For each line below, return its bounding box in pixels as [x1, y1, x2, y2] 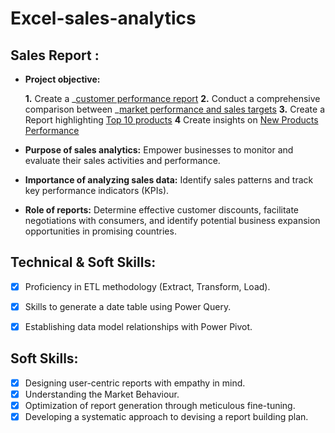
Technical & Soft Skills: [10, 254, 157, 271]
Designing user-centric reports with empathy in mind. [24, 377, 246, 389]
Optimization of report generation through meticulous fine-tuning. [24, 399, 296, 411]
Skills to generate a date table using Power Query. [24, 300, 232, 312]
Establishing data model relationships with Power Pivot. [24, 320, 253, 332]
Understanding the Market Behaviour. [24, 388, 180, 400]
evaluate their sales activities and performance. [24, 155, 221, 166]
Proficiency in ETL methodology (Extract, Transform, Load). [24, 280, 271, 292]
